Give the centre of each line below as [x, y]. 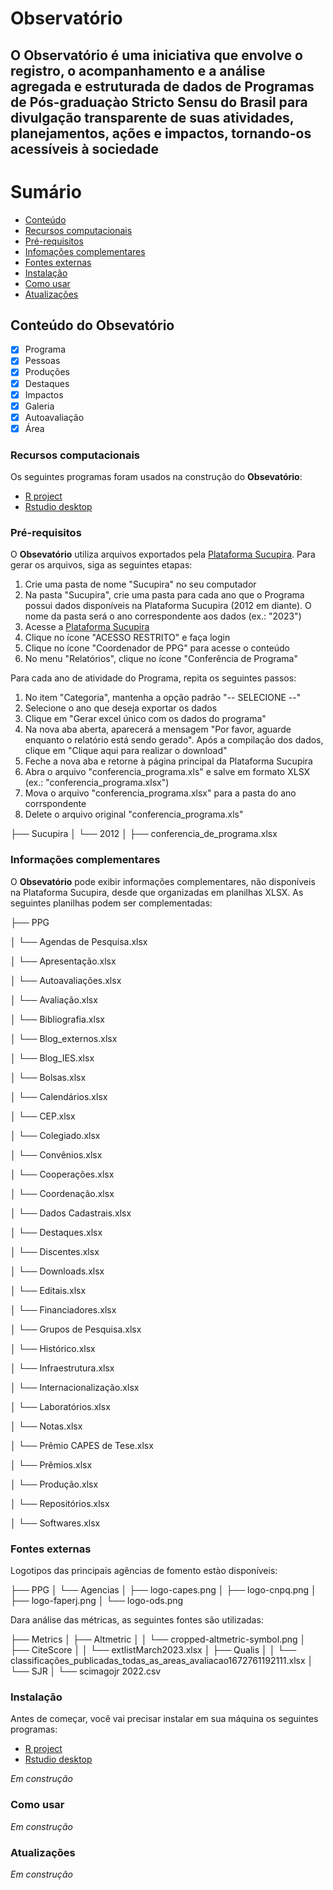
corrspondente [55, 804]
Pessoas [42, 361]
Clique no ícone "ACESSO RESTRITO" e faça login [127, 638]
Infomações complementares [85, 251]
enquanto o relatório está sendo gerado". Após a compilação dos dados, [174, 740]
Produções [47, 372]
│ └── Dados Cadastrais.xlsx [71, 1213]
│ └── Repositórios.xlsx [60, 1503]
